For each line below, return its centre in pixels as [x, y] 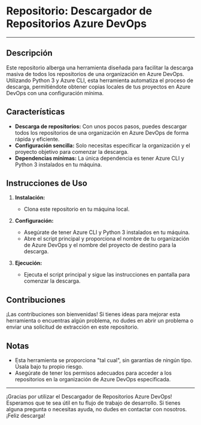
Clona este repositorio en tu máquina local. [77, 209]
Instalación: [30, 198]
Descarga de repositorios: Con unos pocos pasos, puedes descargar [101, 126]
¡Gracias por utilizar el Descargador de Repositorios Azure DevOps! [89, 397]
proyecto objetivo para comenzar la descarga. [71, 151]
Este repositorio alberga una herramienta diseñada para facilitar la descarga [100, 68]
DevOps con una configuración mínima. [55, 93]
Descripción [29, 53]
